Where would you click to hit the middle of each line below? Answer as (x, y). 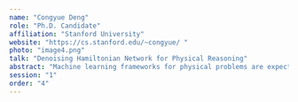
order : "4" (29, 83)
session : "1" (33, 75)
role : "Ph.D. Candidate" (55, 26)
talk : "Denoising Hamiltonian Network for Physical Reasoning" (129, 59)
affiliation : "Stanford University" (77, 34)
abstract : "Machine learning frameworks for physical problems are (137, 67)
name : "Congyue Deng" (49, 17)
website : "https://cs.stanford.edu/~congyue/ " (99, 42)
